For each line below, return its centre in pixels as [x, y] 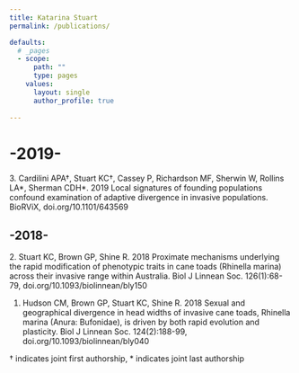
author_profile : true [74, 101]
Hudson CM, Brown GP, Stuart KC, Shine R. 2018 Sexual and [133, 303]
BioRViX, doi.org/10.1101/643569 [69, 207]
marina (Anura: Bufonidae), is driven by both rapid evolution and [141, 322]
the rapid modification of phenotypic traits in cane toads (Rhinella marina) [145, 267]
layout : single [62, 92]
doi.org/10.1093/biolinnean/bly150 [85, 286]
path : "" [49, 67]
